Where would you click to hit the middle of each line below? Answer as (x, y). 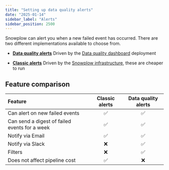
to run (19, 68)
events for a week (29, 128)
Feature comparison (37, 84)
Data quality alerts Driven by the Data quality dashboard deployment (84, 53)
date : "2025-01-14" (26, 15)
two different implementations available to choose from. (63, 44)
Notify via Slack (26, 144)
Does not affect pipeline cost (42, 160)
